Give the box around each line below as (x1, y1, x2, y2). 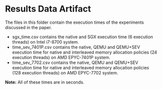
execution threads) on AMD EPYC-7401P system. (12, 54, 110, 60)
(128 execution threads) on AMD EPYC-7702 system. (12, 70, 118, 75)
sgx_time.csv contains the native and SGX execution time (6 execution (12, 34, 153, 40)
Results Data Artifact (5, 3, 91, 15)
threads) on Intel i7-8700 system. (12, 39, 79, 44)
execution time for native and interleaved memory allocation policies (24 (12, 49, 157, 55)
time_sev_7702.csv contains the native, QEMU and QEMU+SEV (12, 59, 139, 65)
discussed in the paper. (5, 24, 52, 30)
